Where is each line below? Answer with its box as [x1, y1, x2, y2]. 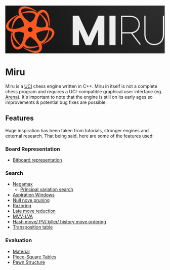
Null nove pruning [12, 197, 50, 203]
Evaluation [5, 237, 32, 244]
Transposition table [12, 224, 53, 230]
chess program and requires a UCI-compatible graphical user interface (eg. [5, 89, 163, 95]
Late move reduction [12, 208, 56, 214]
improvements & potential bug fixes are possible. [5, 99, 107, 105]
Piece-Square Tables [12, 254, 57, 260]
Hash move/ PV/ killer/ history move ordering [12, 219, 106, 225]
